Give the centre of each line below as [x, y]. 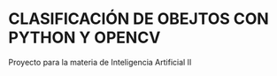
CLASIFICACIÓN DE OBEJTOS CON [138, 19]
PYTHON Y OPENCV [85, 38]
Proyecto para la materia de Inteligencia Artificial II [100, 62]
